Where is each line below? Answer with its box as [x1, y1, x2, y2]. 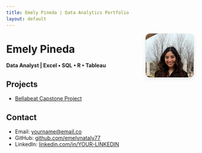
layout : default [6, 15, 46, 22]
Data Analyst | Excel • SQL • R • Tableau [6, 62, 106, 69]
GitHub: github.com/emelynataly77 [14, 135, 101, 142]
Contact [6, 112, 37, 122]
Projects [6, 79, 38, 89]
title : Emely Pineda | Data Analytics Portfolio [6, 10, 129, 15]
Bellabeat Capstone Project [14, 95, 82, 102]
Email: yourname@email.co [14, 128, 82, 135]
